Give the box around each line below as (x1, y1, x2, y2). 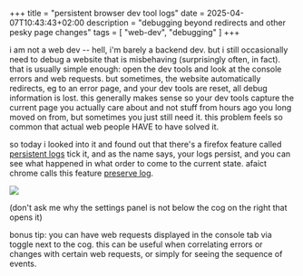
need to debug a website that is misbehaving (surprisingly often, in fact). (9, 54, 281, 64)
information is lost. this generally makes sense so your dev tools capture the (9, 92, 295, 103)
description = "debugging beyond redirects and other (85, 17, 286, 28)
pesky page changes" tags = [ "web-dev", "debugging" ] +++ (9, 27, 240, 37)
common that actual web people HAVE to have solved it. (9, 121, 220, 132)
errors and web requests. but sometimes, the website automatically (9, 73, 261, 84)
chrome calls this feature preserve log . (9, 167, 154, 178)
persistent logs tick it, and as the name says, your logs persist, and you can (9, 148, 291, 159)
